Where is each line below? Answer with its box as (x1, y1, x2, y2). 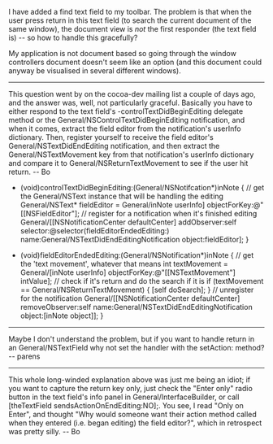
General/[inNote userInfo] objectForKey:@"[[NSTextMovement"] (19, 268, 236, 277)
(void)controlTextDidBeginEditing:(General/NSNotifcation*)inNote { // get (19, 183, 265, 192)
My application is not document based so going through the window (8, 49, 237, 58)
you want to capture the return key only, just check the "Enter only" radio (8, 384, 253, 393)
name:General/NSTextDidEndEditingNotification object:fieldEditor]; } (19, 235, 249, 244)
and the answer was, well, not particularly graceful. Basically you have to (8, 98, 253, 107)
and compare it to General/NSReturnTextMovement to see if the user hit (8, 159, 249, 168)
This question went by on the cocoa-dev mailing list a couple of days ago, (8, 89, 256, 98)
